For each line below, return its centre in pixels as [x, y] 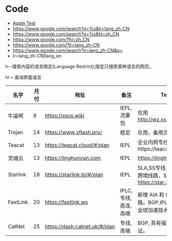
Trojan [16, 132]
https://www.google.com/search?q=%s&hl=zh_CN [66, 34]
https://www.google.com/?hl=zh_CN [51, 39]
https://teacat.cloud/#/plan [77, 145]
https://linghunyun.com [73, 158]
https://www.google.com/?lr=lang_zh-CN [56, 45]
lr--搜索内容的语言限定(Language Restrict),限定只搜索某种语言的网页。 [80, 66]
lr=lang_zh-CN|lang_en [37, 56]
